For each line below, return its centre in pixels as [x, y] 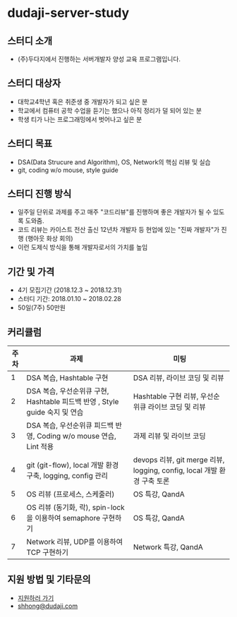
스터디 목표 [30, 143]
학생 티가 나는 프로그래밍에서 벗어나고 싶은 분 [80, 119]
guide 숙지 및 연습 [55, 413]
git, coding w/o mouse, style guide [68, 170]
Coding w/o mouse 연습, [76, 436]
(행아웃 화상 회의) [49, 238]
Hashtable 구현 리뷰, [166, 396]
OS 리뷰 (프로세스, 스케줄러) [71, 494]
